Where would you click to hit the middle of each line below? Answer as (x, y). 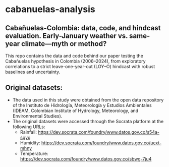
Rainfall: (28, 132)
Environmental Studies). (37, 116)
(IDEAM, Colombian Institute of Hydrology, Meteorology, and (75, 110)
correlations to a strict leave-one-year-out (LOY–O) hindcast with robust (80, 66)
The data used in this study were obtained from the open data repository (88, 100)
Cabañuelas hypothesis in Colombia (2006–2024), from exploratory (75, 61)
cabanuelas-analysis (50, 9)
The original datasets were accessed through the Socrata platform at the (88, 121)
